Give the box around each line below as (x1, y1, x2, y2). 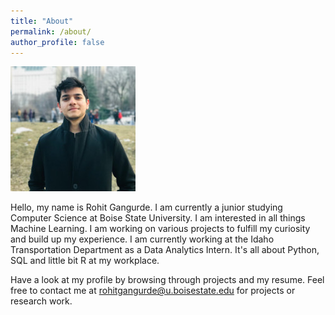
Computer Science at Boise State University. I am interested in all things (10, 212, 306, 224)
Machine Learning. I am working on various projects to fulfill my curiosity (10, 223, 311, 235)
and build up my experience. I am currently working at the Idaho (10, 233, 275, 245)
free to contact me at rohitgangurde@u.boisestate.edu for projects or (10, 285, 296, 297)
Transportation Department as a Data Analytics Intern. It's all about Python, (10, 244, 320, 256)
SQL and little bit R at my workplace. (10, 255, 160, 267)
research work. (10, 295, 73, 307)
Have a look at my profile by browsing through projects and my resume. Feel (10, 274, 325, 286)
